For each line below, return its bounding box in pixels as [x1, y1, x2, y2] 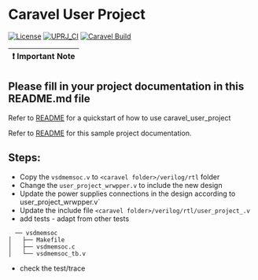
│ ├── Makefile [8, 236, 65, 244]
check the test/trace [19, 263, 86, 273]
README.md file [8, 92, 90, 105]
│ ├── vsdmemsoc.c [8, 242, 76, 251]
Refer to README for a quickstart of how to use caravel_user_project [8, 112, 231, 123]
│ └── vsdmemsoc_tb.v [8, 249, 87, 257]
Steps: [8, 151, 41, 164]
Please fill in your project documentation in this [8, 80, 245, 94]
